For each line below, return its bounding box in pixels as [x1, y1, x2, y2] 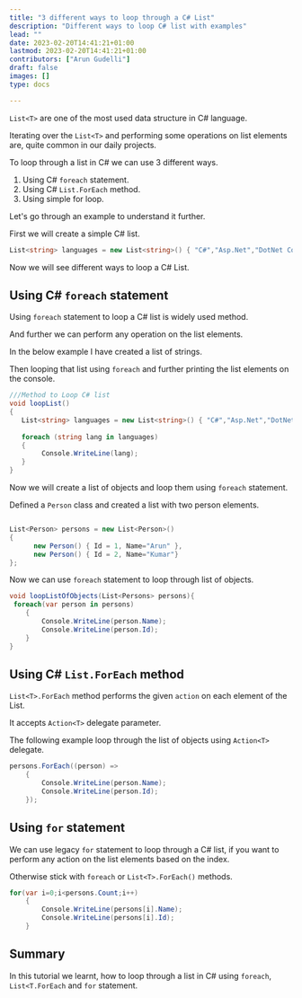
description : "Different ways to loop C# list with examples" [9, 22, 247, 31]
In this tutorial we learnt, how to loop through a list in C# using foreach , [9, 970, 272, 981]
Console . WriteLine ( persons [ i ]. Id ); [41, 914, 175, 923]
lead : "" [9, 30, 42, 39]
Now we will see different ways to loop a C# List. [9, 261, 191, 272]
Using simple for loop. [22, 193, 105, 204]
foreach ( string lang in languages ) [21, 432, 159, 441]
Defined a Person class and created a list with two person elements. [9, 499, 260, 510]
